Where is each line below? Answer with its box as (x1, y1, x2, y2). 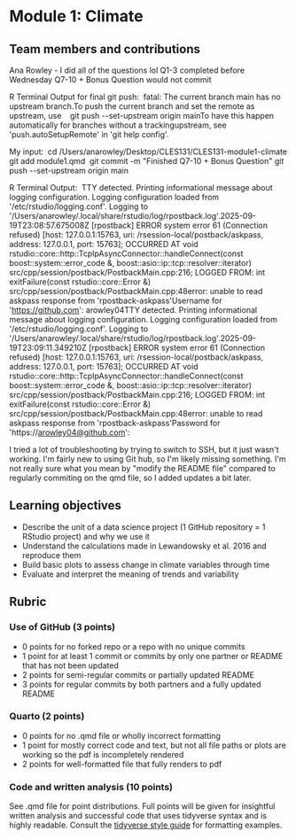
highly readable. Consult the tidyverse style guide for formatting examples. (9, 820, 283, 830)
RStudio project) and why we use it (21, 531, 151, 541)
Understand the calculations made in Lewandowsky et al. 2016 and (21, 540, 268, 551)
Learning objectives (9, 498, 122, 513)
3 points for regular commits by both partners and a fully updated (21, 679, 261, 689)
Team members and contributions (9, 42, 201, 57)
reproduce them (21, 549, 82, 560)
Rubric (9, 594, 47, 610)
